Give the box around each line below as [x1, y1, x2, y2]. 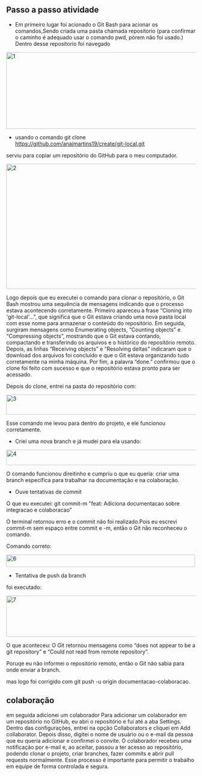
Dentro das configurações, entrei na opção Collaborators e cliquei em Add [6, 724, 191, 731]
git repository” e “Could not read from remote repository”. [6, 648, 149, 655]
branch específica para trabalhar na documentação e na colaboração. [6, 476, 180, 483]
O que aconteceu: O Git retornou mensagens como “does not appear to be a [6, 641, 195, 649]
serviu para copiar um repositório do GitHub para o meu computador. [6, 151, 178, 159]
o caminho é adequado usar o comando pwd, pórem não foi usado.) [14, 33, 183, 41]
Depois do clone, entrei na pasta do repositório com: [6, 383, 136, 390]
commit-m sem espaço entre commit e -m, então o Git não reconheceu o [6, 524, 188, 532]
